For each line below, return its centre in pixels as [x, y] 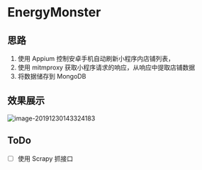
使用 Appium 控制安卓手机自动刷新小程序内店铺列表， [96, 58]
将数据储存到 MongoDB [52, 76]
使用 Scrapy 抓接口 [45, 158]
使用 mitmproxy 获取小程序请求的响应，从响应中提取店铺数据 [106, 67]
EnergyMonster [54, 12]
